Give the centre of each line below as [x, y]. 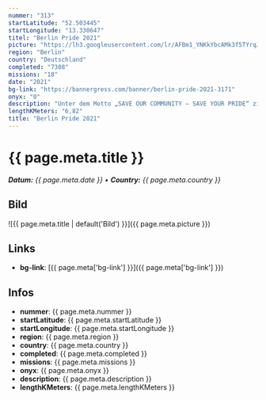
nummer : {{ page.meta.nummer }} [76, 312]
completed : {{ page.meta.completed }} [84, 354]
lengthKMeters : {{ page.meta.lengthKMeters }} [97, 387]
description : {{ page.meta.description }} [85, 379]
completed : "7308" [38, 67]
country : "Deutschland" [47, 60]
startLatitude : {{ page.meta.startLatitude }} [91, 320]
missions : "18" [33, 74]
